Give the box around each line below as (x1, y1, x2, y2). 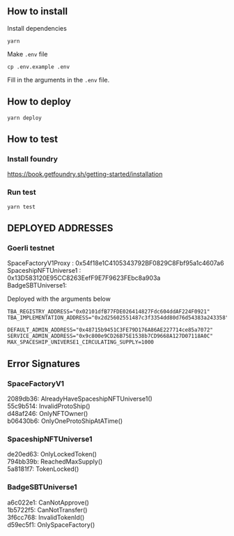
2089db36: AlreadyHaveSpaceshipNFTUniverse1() (7, 394, 153, 403)
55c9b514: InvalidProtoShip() (7, 401, 91, 410)
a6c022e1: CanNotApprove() (7, 498, 89, 507)
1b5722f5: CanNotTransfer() (7, 505, 88, 514)
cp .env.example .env (7, 63, 70, 70)
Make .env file (7, 50, 48, 58)
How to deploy (7, 96, 72, 107)
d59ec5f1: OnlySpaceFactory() (7, 520, 95, 529)
